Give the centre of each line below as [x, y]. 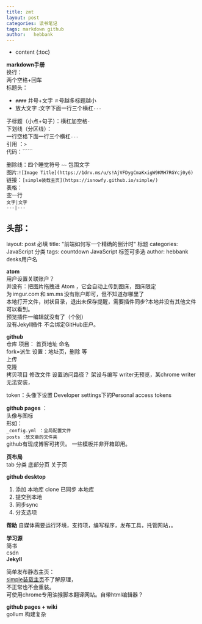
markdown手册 [26, 65]
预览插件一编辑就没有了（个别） [46, 317]
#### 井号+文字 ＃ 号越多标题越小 [56, 101]
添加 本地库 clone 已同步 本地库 [55, 489]
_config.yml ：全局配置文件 [39, 430]
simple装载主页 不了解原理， [41, 579]
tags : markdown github [35, 29]
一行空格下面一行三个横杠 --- [43, 136]
